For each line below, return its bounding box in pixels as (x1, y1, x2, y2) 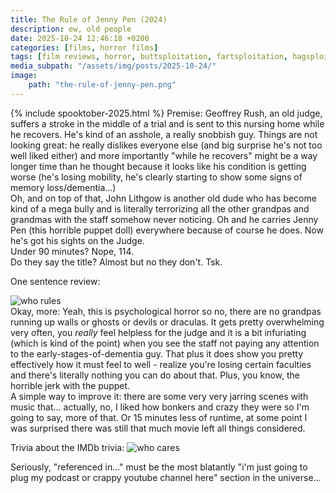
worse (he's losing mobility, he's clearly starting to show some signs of (10, 171, 303, 183)
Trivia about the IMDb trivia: (10, 441, 125, 453)
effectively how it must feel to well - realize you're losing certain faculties (10, 358, 312, 370)
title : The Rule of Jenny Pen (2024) (10, 14, 168, 25)
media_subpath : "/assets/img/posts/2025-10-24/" (10, 61, 217, 71)
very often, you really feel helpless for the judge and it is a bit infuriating (10, 326, 307, 338)
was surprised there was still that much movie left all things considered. (10, 422, 306, 434)
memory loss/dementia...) (10, 181, 117, 193)
